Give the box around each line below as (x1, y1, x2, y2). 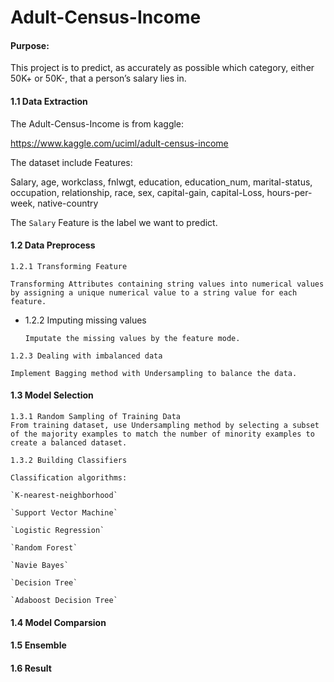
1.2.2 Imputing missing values (24, 314, 147, 326)
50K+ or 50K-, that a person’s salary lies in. (10, 72, 187, 85)
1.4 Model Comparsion (10, 616, 107, 628)
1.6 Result (10, 662, 52, 674)
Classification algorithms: (10, 473, 128, 483)
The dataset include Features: (10, 156, 133, 168)
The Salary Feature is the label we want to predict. (10, 216, 218, 228)
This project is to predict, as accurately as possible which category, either (10, 62, 315, 74)
